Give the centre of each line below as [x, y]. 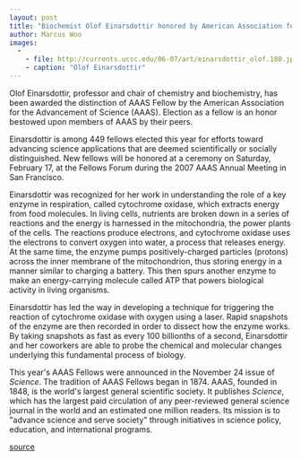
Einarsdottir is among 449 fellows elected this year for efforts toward [137, 139]
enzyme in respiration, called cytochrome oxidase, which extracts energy [145, 204]
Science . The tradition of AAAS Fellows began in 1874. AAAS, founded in [143, 381]
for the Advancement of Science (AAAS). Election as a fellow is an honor [143, 112]
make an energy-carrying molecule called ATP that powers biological [137, 280]
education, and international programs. [81, 429]
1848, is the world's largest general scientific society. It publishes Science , [147, 391]
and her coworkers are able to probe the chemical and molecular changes [146, 345]
